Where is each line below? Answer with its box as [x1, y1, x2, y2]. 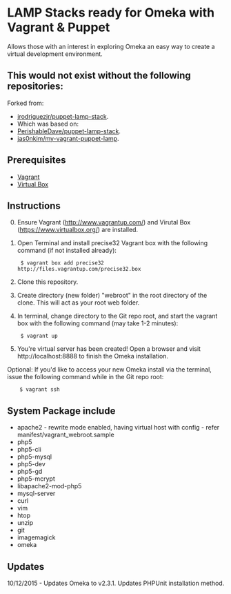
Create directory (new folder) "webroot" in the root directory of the [17, 291, 208, 300]
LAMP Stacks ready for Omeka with [7, 5, 215, 21]
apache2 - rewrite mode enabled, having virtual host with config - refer [17, 423, 220, 432]
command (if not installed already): [17, 247, 117, 255]
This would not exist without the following [7, 70, 191, 82]
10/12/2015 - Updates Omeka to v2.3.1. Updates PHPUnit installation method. [7, 579, 225, 587]
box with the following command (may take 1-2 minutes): [17, 319, 179, 327]
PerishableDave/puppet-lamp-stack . [17, 126, 121, 135]
